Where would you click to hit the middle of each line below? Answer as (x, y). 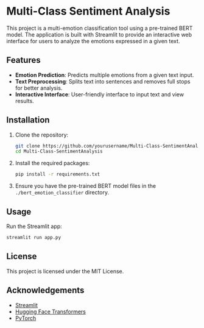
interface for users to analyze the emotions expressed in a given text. (93, 41)
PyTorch (26, 318)
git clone (28, 146)
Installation (28, 120)
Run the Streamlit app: (34, 226)
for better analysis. (39, 88)
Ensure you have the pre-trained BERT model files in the (86, 186)
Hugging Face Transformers (51, 312)
